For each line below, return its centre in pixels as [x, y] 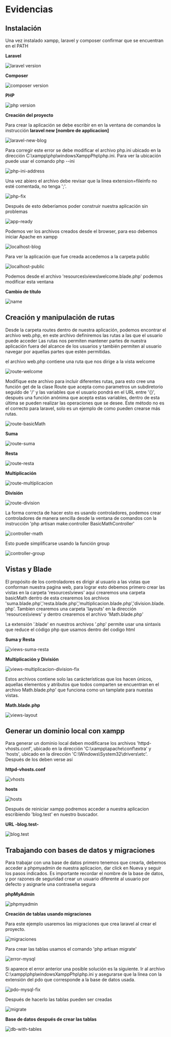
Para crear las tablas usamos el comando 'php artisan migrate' [71, 949]
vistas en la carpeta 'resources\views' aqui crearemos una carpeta [75, 592]
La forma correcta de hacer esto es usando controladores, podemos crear [83, 513]
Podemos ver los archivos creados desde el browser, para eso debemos [81, 231]
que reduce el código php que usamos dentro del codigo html [70, 630]
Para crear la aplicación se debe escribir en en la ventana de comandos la [83, 125]
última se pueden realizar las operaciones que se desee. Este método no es [85, 403]
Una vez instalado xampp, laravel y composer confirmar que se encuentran [84, 40]
